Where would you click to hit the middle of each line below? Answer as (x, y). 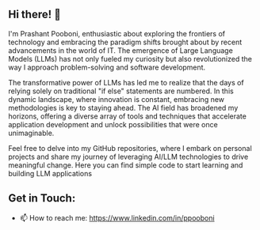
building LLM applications (50, 173)
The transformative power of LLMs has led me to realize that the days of (126, 82)
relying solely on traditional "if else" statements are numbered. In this (121, 91)
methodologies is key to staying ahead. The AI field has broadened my (123, 107)
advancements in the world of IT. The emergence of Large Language (121, 50)
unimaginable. (31, 133)
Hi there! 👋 (35, 15)
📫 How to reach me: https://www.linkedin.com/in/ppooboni (117, 217)
